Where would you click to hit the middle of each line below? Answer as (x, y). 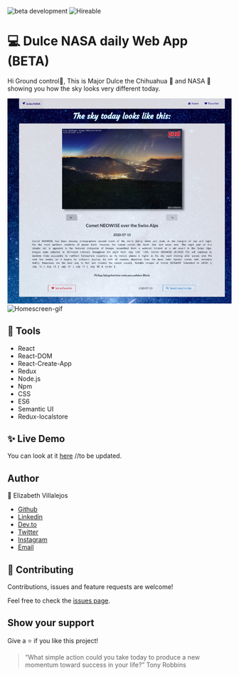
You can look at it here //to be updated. (65, 456)
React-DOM (35, 356)
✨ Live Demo (36, 439)
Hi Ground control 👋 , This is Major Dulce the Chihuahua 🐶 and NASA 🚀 (109, 81)
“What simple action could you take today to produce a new (112, 657)
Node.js (29, 379)
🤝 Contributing (41, 569)
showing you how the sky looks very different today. (84, 88)
